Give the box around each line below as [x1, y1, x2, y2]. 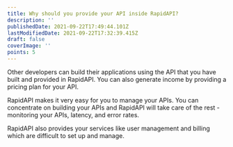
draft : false [7, 36, 45, 43]
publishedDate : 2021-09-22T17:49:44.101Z [7, 23, 129, 30]
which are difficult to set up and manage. [7, 131, 125, 139]
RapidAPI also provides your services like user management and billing [7, 124, 211, 132]
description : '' [7, 17, 54, 24]
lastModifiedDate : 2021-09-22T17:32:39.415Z [7, 29, 138, 37]
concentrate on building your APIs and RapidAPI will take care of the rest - [7, 103, 220, 112]
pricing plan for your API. [7, 83, 79, 91]
